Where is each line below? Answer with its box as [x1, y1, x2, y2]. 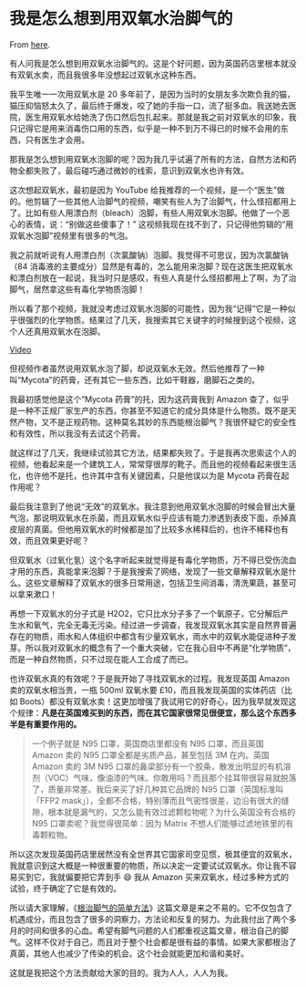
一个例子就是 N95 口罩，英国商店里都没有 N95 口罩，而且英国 [31, 738, 264, 749]
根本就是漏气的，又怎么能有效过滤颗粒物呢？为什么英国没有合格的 [47, 806, 296, 817]
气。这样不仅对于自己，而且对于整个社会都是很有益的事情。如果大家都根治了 [9, 936, 297, 947]
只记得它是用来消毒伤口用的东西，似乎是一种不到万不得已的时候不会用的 [9, 122, 280, 133]
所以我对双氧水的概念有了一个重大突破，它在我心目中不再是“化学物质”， [25, 642, 296, 653]
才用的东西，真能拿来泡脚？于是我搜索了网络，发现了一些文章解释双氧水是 [9, 566, 289, 577]
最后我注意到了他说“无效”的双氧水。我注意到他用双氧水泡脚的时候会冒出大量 [9, 501, 296, 512]
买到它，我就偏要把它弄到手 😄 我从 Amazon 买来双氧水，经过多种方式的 [16, 871, 290, 882]
